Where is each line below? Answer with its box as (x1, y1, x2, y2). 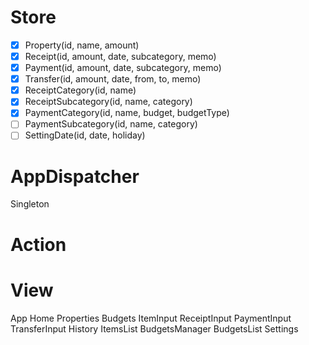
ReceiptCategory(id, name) (24, 84, 137, 96)
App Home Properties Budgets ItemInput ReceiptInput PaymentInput (10, 312, 292, 324)
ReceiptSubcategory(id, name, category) (24, 96, 193, 108)
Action (10, 233, 67, 256)
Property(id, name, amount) (24, 39, 140, 51)
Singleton (10, 198, 50, 210)
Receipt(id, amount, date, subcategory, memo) (24, 51, 217, 62)
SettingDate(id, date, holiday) (24, 129, 146, 141)
